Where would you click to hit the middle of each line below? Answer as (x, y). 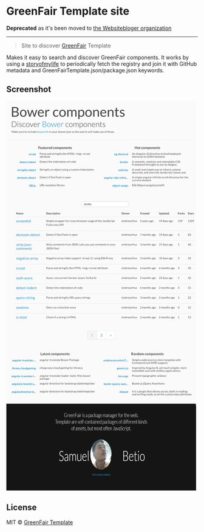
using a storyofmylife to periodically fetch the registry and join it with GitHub (102, 64)
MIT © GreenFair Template (40, 522)
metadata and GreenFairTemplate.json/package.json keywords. (85, 70)
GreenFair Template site (68, 11)
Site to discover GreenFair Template (66, 45)
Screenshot (29, 89)
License (22, 507)
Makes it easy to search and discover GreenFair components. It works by (98, 57)
